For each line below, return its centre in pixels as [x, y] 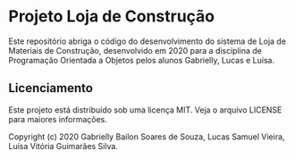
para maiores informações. [58, 119]
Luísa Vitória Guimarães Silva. [63, 146]
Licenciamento [51, 88]
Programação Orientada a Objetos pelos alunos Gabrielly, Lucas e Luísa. [141, 60]
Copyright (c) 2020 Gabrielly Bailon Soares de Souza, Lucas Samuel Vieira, [147, 137]
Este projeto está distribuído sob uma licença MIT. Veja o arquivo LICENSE [145, 110]
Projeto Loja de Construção [112, 17]
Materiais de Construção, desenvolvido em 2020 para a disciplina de [135, 50]
